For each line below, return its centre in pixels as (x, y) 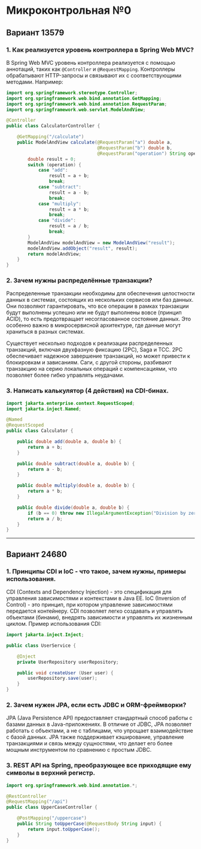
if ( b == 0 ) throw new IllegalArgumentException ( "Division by (107, 513)
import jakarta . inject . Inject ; (45, 635)
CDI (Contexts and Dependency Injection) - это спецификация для (89, 592)
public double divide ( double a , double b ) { (73, 508)
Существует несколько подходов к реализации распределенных (89, 343)
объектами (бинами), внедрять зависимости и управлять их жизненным (99, 617)
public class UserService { (41, 646)
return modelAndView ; (55, 254)
